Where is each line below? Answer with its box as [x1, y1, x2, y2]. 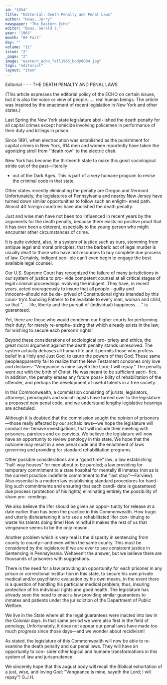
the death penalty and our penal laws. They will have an [23, 643, 139, 649]
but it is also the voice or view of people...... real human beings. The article [5, 97, 159, 103]
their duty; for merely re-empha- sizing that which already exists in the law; [5, 322, 160, 328]
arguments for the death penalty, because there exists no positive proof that [5, 219, 162, 224]
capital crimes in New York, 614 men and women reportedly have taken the [5, 143, 160, 148]
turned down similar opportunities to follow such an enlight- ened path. [5, 198, 151, 204]
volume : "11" [5, 45, 32, 50]
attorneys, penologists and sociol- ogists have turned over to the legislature [5, 395, 161, 400]
